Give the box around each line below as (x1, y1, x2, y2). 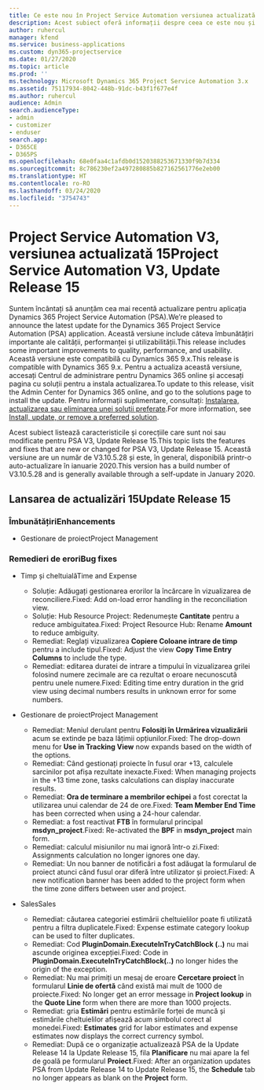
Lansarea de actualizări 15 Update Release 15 (9, 492, 231, 505)
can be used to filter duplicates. (31, 931, 135, 941)
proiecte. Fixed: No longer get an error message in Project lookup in (31, 989, 252, 999)
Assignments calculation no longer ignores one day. (31, 850, 200, 861)
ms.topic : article (9, 63, 69, 71)
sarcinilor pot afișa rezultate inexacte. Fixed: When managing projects (31, 767, 256, 776)
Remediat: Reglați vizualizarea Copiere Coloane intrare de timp (31, 637, 238, 646)
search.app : (9, 135, 48, 144)
